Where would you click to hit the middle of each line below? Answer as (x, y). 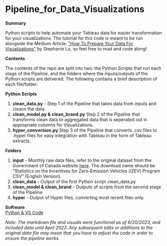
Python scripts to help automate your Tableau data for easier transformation (83, 33)
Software (15, 207)
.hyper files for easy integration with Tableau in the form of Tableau (82, 135)
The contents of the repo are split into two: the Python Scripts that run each (83, 68)
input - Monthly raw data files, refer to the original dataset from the (82, 160)
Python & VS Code (24, 212)
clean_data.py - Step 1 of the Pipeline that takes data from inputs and (84, 103)
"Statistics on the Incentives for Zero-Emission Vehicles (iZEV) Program (86, 171)
